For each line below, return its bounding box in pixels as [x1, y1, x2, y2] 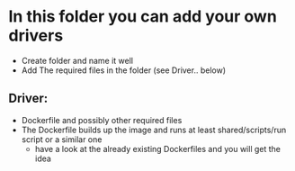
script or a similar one [21, 133, 103, 145]
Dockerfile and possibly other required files [21, 114, 183, 125]
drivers [8, 25, 64, 46]
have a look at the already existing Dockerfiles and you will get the [34, 143, 281, 154]
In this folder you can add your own [8, 6, 278, 27]
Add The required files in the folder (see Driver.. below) [21, 65, 227, 76]
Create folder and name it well [21, 55, 134, 66]
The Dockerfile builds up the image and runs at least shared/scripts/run [21, 124, 287, 135]
